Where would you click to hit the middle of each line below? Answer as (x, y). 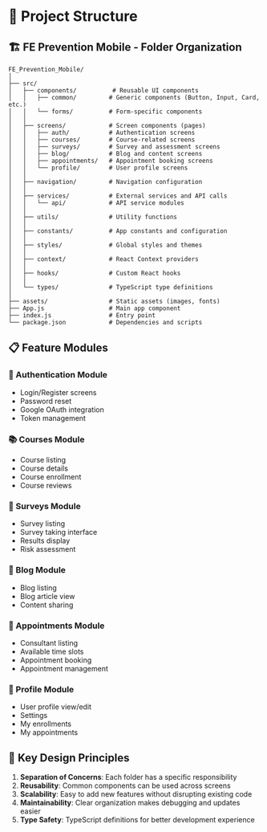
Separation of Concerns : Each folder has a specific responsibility (128, 777)
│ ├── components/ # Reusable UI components (103, 91)
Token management (53, 418)
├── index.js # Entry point (82, 316)
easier (30, 811)
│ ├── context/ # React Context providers (103, 259)
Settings (34, 716)
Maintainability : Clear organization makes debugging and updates (130, 802)
